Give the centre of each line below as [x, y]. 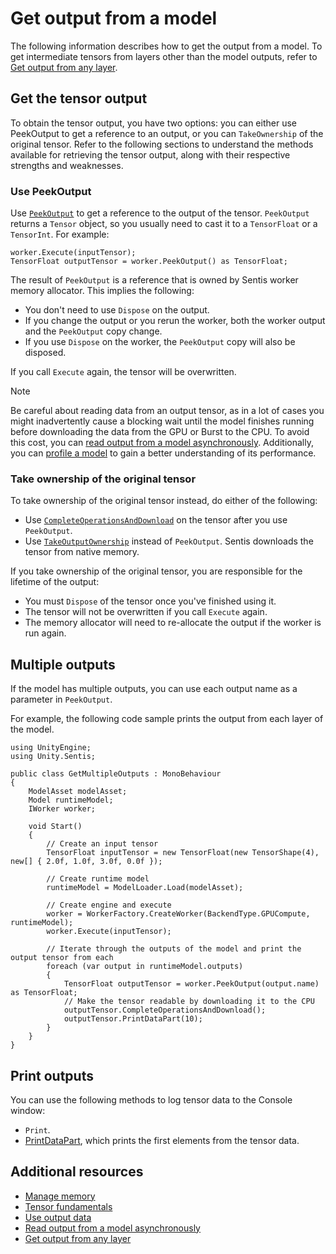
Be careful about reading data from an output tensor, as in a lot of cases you [167, 411]
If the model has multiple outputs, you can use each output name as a [154, 689]
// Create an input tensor [102, 844]
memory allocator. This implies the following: [102, 291]
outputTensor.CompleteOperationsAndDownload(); [165, 1010]
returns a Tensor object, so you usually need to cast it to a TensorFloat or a [164, 224]
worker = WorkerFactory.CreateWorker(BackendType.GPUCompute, [178, 914]
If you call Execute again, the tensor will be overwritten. [123, 372]
